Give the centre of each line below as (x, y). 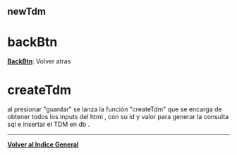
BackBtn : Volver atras (39, 61)
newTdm (26, 12)
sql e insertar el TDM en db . (49, 124)
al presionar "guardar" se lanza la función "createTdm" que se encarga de (115, 109)
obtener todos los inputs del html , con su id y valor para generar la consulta (118, 117)
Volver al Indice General (43, 144)
